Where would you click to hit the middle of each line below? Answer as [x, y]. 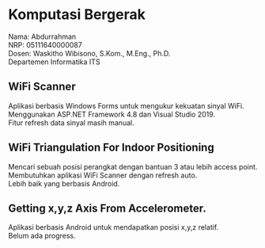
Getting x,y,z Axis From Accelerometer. [108, 208]
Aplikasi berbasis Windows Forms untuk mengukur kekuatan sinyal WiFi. [126, 105]
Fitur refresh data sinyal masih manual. [71, 122]
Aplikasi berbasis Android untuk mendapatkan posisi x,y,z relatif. [114, 227]
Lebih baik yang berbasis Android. [64, 183]
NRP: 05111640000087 [45, 44]
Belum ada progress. [42, 236]
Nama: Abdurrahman [42, 36]
